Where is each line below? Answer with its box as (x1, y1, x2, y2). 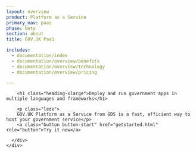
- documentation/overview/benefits (11, 58, 100, 64)
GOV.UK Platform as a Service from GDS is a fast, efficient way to (17, 111, 191, 118)
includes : (6, 47, 31, 54)
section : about (6, 31, 44, 37)
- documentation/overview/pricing (11, 69, 97, 75)
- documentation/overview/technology (11, 64, 105, 70)
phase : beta (6, 25, 36, 32)
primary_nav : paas (6, 20, 52, 26)
